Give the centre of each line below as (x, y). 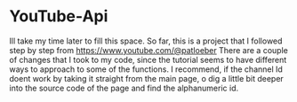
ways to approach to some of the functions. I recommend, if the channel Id (146, 69)
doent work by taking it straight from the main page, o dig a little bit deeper (147, 78)
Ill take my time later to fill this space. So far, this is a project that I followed (146, 41)
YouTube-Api (59, 16)
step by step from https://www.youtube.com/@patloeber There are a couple (149, 50)
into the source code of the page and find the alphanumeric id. (124, 88)
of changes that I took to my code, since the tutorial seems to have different (148, 59)
